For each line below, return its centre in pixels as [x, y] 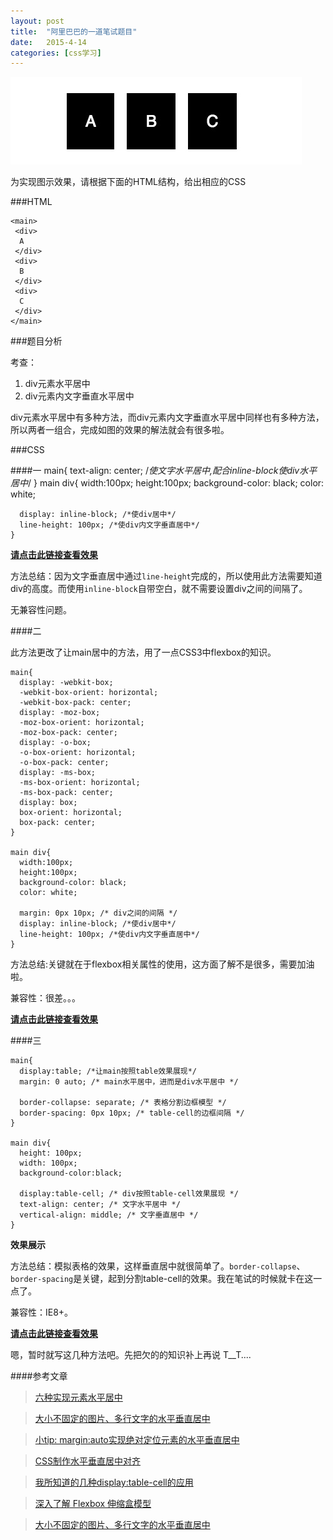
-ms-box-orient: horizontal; [80, 783]
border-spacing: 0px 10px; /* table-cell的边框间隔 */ [132, 1113]
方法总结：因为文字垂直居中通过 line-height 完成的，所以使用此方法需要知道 [166, 576]
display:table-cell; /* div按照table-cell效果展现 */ [129, 1194]
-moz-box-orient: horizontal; [82, 723]
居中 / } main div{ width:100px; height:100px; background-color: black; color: [167, 483]
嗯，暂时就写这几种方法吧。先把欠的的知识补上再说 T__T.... [131, 1355]
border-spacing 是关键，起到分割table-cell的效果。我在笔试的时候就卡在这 [162, 1279]
